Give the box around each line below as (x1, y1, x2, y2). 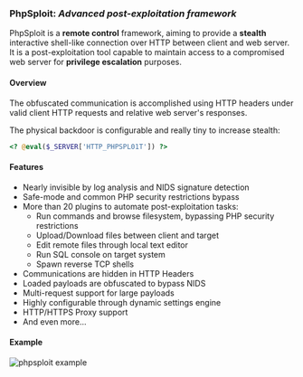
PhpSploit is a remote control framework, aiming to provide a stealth (9, 28, 267, 39)
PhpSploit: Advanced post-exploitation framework (9, 7, 237, 20)
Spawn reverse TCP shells (35, 259, 134, 269)
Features (9, 161, 43, 172)
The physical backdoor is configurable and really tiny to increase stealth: (9, 125, 280, 136)
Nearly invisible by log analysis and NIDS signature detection (22, 182, 251, 193)
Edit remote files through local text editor (35, 239, 188, 250)
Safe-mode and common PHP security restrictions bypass (22, 191, 240, 202)
